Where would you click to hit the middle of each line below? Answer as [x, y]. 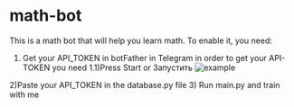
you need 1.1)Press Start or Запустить [122, 67]
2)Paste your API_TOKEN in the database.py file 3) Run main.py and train [145, 85]
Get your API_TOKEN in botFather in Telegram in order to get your [144, 58]
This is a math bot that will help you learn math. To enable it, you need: [141, 40]
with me [24, 94]
